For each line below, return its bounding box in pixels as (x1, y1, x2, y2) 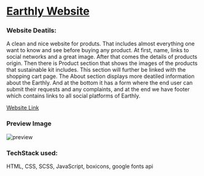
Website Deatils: (6, 26, 57, 35)
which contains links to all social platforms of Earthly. (6, 92, 141, 99)
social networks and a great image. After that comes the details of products (6, 53, 198, 61)
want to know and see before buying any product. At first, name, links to (6, 47, 189, 54)
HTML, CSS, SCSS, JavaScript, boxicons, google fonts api (6, 163, 154, 170)
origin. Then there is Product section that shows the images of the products (6, 59, 198, 67)
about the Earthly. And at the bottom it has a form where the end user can (6, 79, 193, 86)
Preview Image (6, 120, 52, 128)
